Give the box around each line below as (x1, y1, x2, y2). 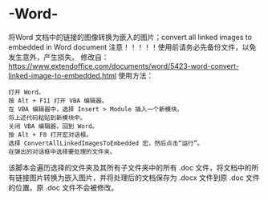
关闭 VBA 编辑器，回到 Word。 (8, 122, 99, 130)
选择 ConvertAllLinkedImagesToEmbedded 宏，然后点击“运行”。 (8, 139, 204, 147)
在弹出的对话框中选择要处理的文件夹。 (8, 147, 116, 156)
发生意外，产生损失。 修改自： (8, 52, 109, 62)
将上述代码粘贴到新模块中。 (8, 114, 87, 122)
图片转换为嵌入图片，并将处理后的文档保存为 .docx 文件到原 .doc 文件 (29, 173, 261, 182)
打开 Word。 (8, 88, 45, 96)
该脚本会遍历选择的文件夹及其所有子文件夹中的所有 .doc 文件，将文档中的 (8, 162, 252, 172)
